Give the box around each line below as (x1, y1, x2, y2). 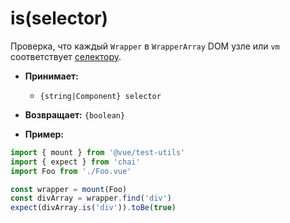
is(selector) (10, 7, 109, 30)
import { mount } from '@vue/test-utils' (10, 147, 186, 157)
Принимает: (24, 70, 79, 82)
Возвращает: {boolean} (24, 108, 126, 121)
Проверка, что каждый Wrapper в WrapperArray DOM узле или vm (10, 40, 280, 52)
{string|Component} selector (39, 91, 162, 101)
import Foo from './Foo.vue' (10, 166, 132, 176)
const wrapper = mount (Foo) (10, 184, 128, 194)
